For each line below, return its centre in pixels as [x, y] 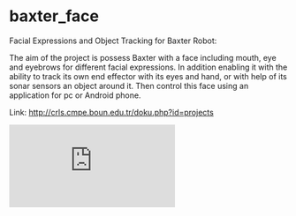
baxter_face [54, 16]
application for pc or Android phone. [75, 95]
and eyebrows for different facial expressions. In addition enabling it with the [148, 67]
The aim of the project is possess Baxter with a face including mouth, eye [143, 57]
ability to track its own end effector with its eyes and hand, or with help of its [148, 76]
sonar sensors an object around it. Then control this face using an [129, 86]
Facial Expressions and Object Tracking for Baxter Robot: [113, 41]
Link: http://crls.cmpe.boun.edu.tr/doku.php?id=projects [111, 112]
